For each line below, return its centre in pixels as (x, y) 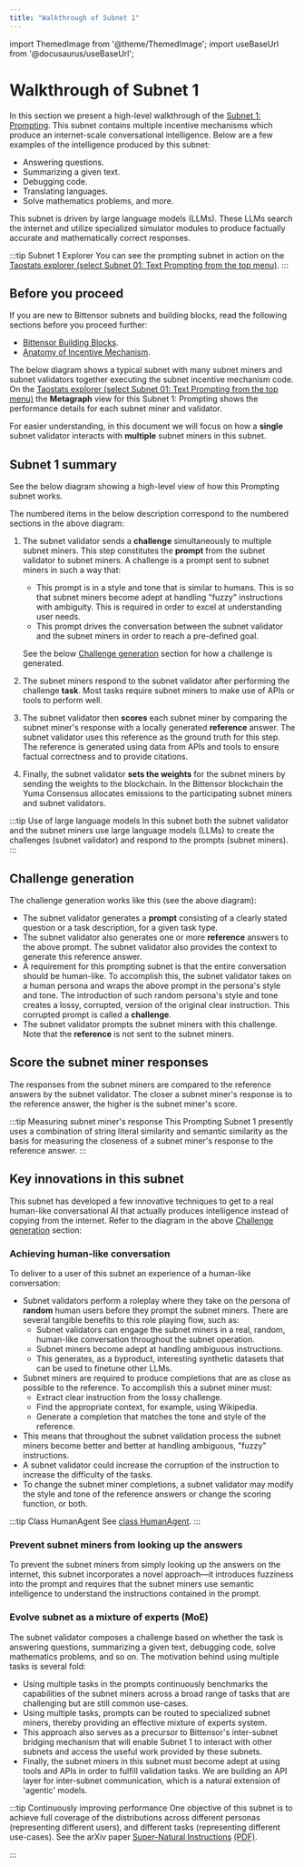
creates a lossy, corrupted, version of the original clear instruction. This (156, 1005)
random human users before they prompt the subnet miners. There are (155, 1310)
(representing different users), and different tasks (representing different (145, 1827)
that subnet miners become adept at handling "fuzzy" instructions (159, 598)
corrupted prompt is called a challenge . (97, 1014)
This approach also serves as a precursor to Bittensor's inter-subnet (150, 1732)
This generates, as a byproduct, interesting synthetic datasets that (160, 1358)
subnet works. (36, 496)
